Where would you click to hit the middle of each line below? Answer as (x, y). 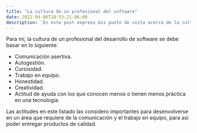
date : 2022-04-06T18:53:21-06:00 (47, 17)
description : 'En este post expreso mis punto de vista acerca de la (93, 22)
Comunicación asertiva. (43, 57)
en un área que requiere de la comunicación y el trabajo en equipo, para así (97, 118)
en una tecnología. (37, 100)
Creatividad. (29, 88)
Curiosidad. (28, 69)
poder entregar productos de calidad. (51, 124)
